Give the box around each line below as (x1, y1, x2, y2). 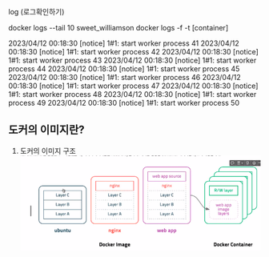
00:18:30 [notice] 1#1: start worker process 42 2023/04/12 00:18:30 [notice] (8, 47, 259, 56)
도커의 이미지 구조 (19, 146, 76, 155)
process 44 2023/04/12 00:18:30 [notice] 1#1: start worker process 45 (8, 64, 240, 74)
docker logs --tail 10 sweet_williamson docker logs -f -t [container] (8, 23, 229, 32)
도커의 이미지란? (8, 123, 85, 137)
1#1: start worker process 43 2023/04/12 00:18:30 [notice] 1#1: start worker (8, 55, 257, 65)
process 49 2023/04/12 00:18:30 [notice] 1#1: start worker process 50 (8, 98, 240, 107)
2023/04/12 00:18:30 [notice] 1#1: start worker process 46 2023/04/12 (8, 73, 242, 82)
